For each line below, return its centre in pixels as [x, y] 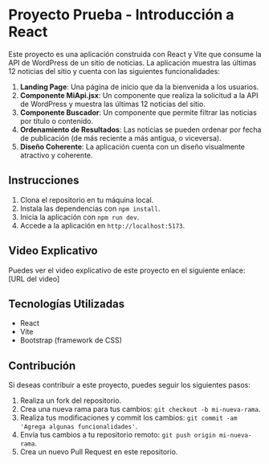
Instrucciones [44, 181]
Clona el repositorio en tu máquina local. [87, 199]
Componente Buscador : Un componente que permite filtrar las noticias [138, 112]
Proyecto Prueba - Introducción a [121, 15]
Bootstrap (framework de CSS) [71, 340]
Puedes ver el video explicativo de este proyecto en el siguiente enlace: [127, 270]
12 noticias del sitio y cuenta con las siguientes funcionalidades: [114, 71]
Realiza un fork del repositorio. [71, 400]
